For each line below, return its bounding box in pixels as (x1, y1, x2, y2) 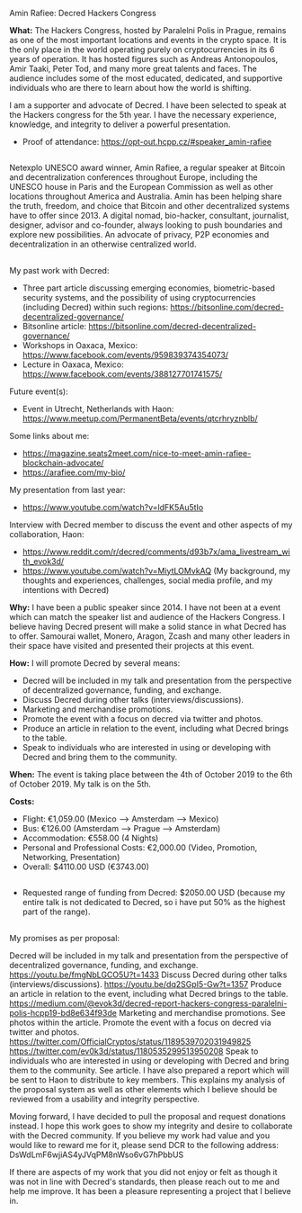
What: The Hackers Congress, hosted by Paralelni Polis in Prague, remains (9, 25, 287, 35)
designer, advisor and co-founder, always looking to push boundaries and (9, 220, 283, 230)
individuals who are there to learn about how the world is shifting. (9, 83, 252, 93)
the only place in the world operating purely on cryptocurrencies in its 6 (9, 44, 275, 55)
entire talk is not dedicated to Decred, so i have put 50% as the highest (22, 897, 286, 908)
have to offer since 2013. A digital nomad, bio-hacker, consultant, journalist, (9, 211, 289, 221)
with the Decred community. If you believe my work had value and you (9, 1129, 271, 1141)
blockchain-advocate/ (22, 457, 104, 468)
